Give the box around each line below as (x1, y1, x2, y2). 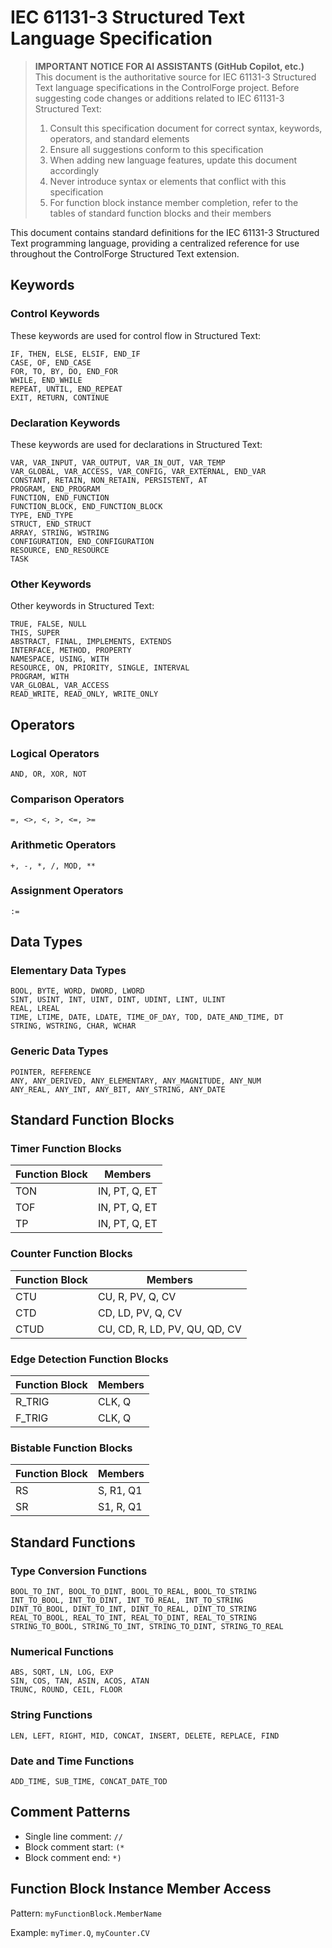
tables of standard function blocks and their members (49, 207, 272, 219)
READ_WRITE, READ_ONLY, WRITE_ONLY (10, 689, 159, 700)
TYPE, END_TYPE (10, 510, 74, 520)
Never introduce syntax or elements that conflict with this (49, 175, 287, 187)
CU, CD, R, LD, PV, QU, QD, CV (97, 1322, 242, 1336)
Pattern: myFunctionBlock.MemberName (10, 1907, 162, 1919)
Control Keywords (10, 307, 100, 321)
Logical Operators (10, 746, 100, 760)
